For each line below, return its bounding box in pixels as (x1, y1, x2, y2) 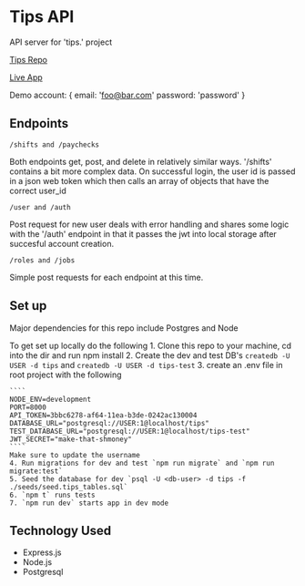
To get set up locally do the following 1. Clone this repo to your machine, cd (9, 340, 292, 351)
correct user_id (9, 185, 66, 196)
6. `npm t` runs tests (9, 490, 96, 499)
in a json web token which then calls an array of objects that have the (9, 175, 269, 186)
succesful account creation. (9, 238, 115, 249)
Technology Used (9, 522, 112, 539)
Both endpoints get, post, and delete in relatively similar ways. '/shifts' (9, 156, 272, 167)
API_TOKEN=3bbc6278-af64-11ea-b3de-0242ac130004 (9, 410, 198, 420)
